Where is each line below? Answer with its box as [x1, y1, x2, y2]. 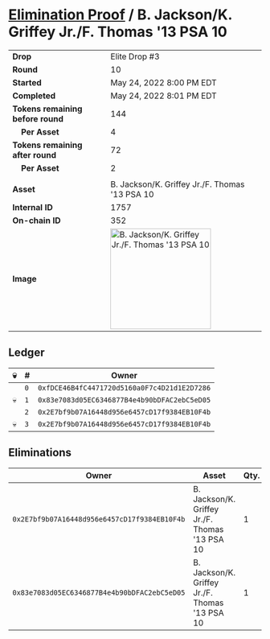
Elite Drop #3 [110, 51, 160, 62]
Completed [12, 90, 56, 101]
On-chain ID [12, 215, 61, 226]
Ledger [8, 346, 45, 360]
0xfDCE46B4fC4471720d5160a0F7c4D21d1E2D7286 [37, 383, 211, 392]
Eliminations [8, 446, 72, 460]
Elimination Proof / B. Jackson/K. [8, 6, 233, 24]
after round [12, 149, 57, 160]
